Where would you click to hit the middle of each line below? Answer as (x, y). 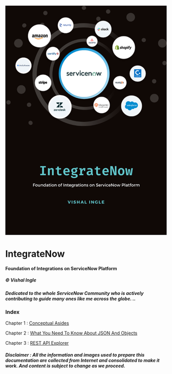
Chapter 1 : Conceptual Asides (37, 323)
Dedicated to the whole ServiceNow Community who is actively (74, 293)
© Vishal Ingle (21, 280)
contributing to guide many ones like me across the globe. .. (70, 298)
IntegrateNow (35, 254)
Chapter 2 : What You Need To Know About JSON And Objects (71, 333)
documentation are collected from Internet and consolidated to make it (82, 360)
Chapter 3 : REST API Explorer (37, 343)
